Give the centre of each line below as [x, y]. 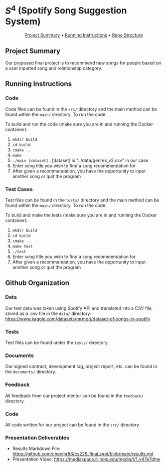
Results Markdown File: [36, 448]
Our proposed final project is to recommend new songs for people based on [83, 63]
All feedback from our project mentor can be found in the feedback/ [74, 395]
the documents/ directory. [31, 372]
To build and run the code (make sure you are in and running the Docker [79, 124]
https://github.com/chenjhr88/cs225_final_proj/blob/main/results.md [83, 454]
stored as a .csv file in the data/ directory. [48, 313]
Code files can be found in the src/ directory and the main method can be [81, 109]
